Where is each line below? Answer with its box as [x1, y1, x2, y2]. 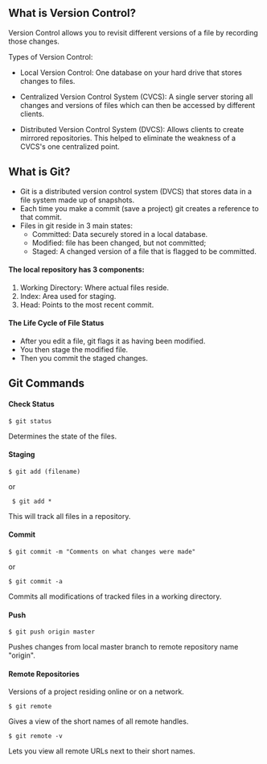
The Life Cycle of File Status [8, 318, 105, 328]
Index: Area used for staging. [19, 291, 117, 301]
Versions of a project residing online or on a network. [8, 687, 185, 696]
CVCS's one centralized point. [19, 141, 121, 152]
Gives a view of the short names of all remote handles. [8, 716, 189, 726]
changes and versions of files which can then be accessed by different [19, 100, 256, 110]
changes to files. [19, 76, 76, 85]
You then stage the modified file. [19, 345, 129, 355]
